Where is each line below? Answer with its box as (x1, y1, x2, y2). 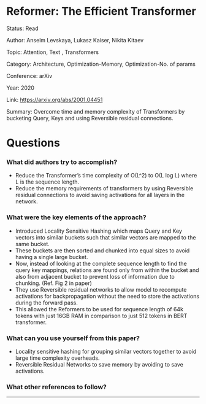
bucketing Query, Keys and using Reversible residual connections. (6, 114, 174, 122)
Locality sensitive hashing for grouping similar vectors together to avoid (15, 348, 197, 355)
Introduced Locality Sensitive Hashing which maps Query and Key (15, 227, 183, 235)
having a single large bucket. (15, 253, 88, 260)
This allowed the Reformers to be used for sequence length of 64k (15, 305, 184, 313)
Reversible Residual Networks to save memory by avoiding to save (15, 361, 184, 368)
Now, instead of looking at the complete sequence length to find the (15, 260, 187, 267)
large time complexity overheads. (15, 354, 100, 362)
